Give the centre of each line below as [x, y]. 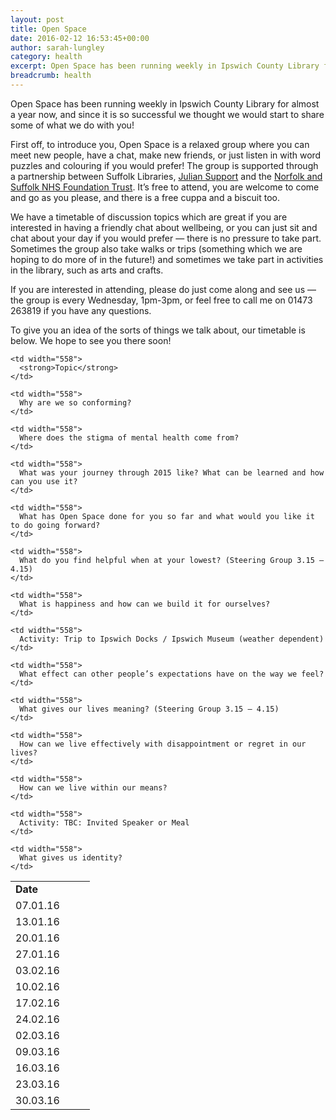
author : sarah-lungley [57, 47]
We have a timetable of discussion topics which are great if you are [149, 217]
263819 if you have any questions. [81, 310]
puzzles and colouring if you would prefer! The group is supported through [164, 165]
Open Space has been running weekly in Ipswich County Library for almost [165, 103]
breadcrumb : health [51, 76]
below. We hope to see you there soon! [91, 340]
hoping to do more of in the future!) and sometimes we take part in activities [167, 259]
